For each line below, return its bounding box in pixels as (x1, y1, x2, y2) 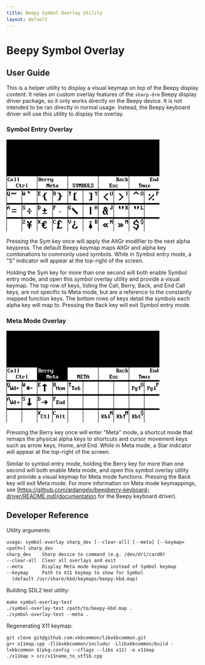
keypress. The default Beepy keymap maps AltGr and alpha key (6, 243, 166, 251)
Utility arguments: (6, 526, 51, 533)
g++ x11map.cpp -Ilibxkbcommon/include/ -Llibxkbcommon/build (6, 641, 168, 647)
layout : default (6, 16, 48, 23)
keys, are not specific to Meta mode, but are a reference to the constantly (6, 288, 192, 295)
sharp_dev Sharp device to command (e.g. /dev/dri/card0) (6, 551, 166, 557)
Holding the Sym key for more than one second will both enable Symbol (6, 269, 187, 276)
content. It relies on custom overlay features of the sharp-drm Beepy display (6, 91, 197, 98)
